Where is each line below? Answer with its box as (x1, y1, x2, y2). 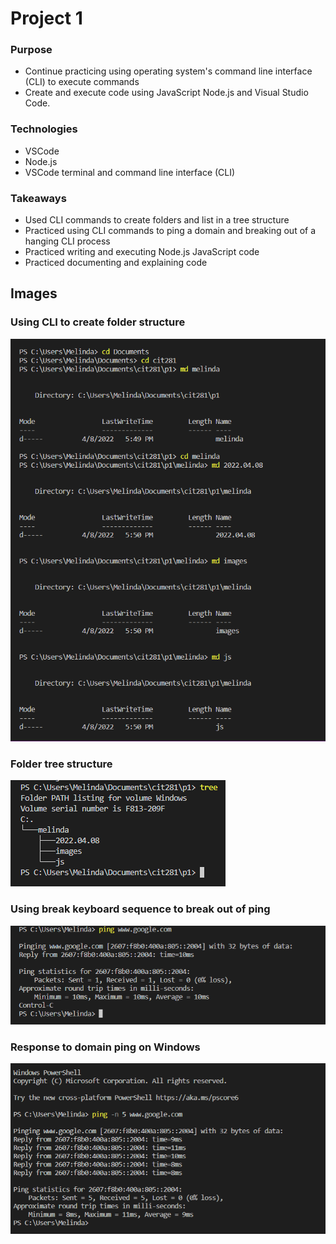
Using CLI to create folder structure (10, 315, 186, 329)
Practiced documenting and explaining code (24, 257, 208, 269)
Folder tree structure (10, 757, 113, 771)
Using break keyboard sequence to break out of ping (10, 902, 271, 916)
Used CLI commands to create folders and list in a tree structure (24, 214, 290, 226)
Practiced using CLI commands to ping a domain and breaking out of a (24, 225, 317, 237)
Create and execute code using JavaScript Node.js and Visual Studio (24, 87, 309, 99)
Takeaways (10, 191, 67, 205)
